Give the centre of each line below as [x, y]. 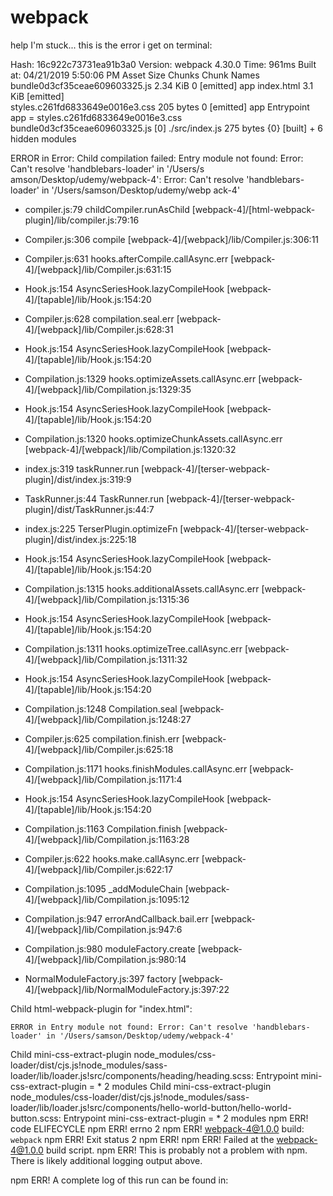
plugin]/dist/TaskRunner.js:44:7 [89, 509]
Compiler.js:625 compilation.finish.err [102, 738]
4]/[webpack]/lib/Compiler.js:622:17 [98, 869]
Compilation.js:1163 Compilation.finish [103, 828]
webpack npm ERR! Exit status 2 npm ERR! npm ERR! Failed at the [142, 1139]
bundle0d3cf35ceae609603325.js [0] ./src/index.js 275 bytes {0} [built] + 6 [167, 128]
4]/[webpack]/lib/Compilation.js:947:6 [103, 929]
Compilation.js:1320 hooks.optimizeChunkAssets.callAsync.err [153, 438]
